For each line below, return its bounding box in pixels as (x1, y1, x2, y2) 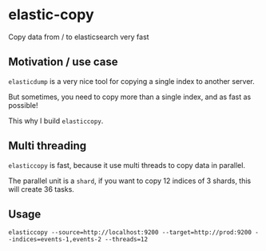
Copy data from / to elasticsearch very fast (8, 32, 149, 42)
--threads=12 (105, 236, 149, 244)
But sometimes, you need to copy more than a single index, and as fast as (8, 92, 252, 102)
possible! (8, 100, 38, 110)
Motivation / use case (8, 55, 118, 69)
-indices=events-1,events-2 (8, 236, 102, 244)
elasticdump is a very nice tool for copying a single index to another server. (8, 76, 256, 86)
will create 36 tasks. (8, 184, 74, 193)
